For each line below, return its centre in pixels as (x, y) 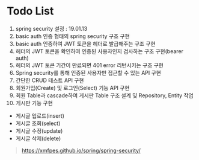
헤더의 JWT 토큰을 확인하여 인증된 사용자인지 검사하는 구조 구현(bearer (99, 51)
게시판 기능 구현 (34, 103)
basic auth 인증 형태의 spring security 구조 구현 (72, 36)
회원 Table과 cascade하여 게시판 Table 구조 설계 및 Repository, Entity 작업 (105, 95)
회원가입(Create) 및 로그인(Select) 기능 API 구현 (72, 88)
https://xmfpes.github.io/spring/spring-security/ (81, 150)
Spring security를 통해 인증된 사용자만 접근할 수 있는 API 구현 (88, 72)
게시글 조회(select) (38, 123)
